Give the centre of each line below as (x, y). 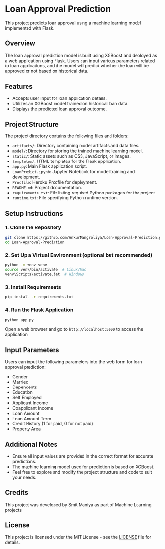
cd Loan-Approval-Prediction (35, 242)
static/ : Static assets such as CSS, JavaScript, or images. (71, 156)
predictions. (24, 461)
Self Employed (27, 397)
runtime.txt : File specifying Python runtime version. (65, 198)
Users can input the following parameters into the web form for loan (74, 362)
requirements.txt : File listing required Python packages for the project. (84, 193)
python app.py (20, 320)
